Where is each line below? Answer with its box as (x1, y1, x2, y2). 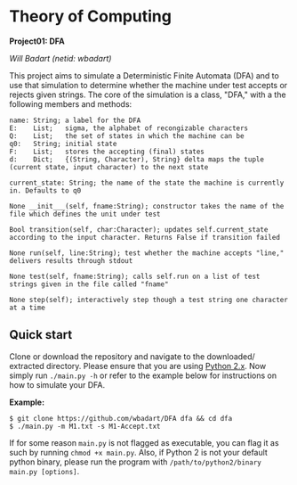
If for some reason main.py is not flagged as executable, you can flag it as (9, 437, 279, 448)
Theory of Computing (9, 6, 172, 27)
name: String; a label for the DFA (9, 116, 141, 125)
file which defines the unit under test (9, 210, 162, 218)
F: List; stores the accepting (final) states (9, 147, 205, 156)
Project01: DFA (9, 36, 65, 46)
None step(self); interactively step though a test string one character (9, 295, 289, 304)
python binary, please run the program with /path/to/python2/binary (9, 456, 262, 467)
